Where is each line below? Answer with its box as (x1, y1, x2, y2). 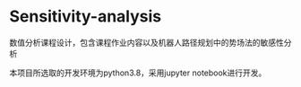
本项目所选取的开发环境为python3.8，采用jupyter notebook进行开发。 (9, 67, 267, 78)
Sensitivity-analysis (9, 6, 162, 27)
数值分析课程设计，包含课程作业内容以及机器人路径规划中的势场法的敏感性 (9, 37, 284, 48)
